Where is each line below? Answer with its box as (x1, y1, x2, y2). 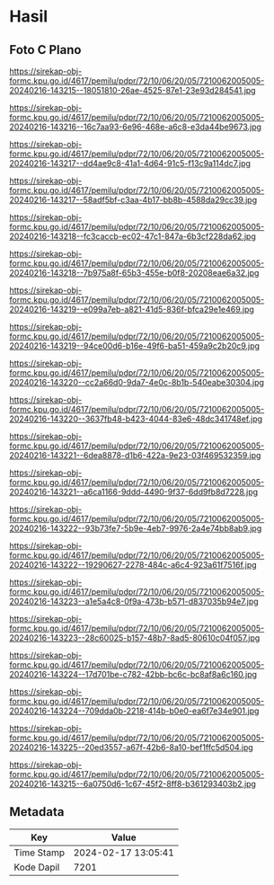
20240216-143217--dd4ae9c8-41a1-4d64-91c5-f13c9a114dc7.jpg (9, 158, 252, 168)
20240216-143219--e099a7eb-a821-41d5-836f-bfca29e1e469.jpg (9, 304, 254, 314)
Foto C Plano (9, 42, 82, 58)
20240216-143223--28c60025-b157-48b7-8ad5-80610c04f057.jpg (9, 633, 261, 643)
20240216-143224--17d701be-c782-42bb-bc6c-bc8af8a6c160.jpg (9, 669, 258, 679)
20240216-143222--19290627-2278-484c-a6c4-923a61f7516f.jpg (9, 560, 258, 570)
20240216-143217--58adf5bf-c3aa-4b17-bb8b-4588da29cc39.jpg (9, 195, 258, 205)
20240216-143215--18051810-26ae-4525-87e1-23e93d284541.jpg (9, 85, 256, 95)
